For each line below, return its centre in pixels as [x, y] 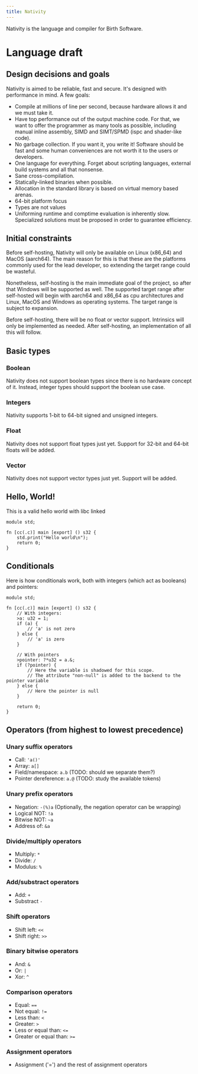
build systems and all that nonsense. [59, 169]
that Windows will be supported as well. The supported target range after [95, 289]
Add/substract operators [43, 882]
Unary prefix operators [40, 794]
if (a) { [27, 623]
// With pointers [38, 655]
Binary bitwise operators [42, 951]
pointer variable [27, 681]
